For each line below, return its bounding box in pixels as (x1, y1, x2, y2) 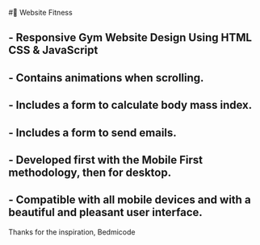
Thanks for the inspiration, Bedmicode (8, 226, 136, 237)
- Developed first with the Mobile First (8, 153, 203, 167)
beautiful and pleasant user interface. (8, 206, 203, 219)
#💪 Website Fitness (8, 8, 73, 17)
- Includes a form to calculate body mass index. (8, 98, 253, 112)
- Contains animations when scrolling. (8, 71, 204, 85)
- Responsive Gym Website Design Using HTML (8, 31, 253, 44)
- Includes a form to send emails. (8, 126, 178, 139)
